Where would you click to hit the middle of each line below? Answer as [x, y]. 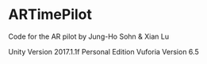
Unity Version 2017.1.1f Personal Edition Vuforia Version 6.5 [104, 51]
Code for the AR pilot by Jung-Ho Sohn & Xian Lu [88, 36]
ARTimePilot [50, 15]
